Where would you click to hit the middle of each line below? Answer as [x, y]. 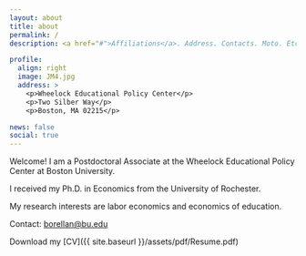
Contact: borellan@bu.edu [59, 224]
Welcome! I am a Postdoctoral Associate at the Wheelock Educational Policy [152, 161]
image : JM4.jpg [46, 77]
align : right [42, 68]
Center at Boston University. [62, 171]
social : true [34, 136]
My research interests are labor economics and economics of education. [146, 207]
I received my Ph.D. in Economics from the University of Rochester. [135, 189]
